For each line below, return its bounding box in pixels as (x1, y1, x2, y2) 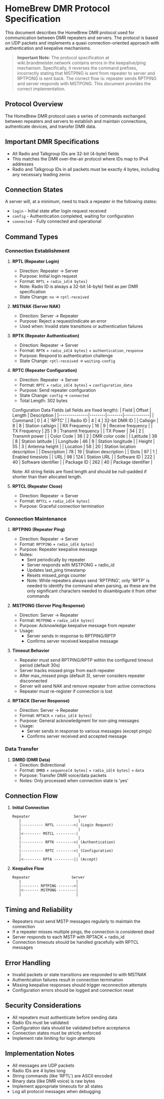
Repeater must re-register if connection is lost (19, 688, 113, 694)
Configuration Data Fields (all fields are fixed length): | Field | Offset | (12, 407, 151, 413)
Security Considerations (5, 1002, 82, 1010)
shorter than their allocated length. (12, 474, 82, 480)
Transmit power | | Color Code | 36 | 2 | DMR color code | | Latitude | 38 (12, 433, 158, 439)
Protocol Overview (5, 100, 63, 108)
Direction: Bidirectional (19, 762, 66, 768)
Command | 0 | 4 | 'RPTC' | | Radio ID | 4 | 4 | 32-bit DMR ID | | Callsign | (12, 418, 158, 423)
